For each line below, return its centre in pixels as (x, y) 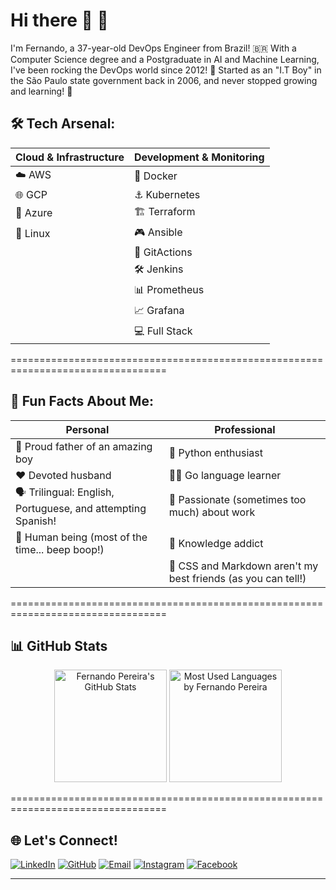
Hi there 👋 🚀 (59, 20)
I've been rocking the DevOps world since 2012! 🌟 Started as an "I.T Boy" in (166, 70)
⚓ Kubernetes (167, 194)
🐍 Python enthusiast (215, 452)
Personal (87, 429)
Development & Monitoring (199, 157)
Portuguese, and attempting (81, 508)
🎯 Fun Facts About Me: (82, 401)
